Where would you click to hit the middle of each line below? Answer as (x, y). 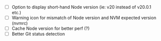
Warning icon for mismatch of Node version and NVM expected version (84, 18)
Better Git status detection (38, 34)
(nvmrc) (20, 23)
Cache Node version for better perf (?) (51, 28)
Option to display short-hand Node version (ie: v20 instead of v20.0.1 (81, 7)
